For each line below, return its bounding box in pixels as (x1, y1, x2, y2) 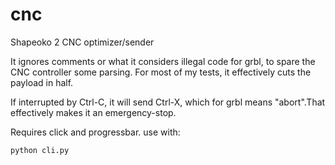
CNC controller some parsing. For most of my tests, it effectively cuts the (10, 66, 312, 78)
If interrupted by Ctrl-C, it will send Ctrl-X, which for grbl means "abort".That (10, 96, 326, 108)
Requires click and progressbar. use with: (10, 126, 181, 138)
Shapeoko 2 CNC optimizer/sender (10, 36, 155, 48)
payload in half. (10, 76, 74, 88)
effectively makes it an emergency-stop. (10, 106, 177, 118)
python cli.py (10, 145, 70, 155)
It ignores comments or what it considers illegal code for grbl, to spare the (10, 55, 316, 67)
